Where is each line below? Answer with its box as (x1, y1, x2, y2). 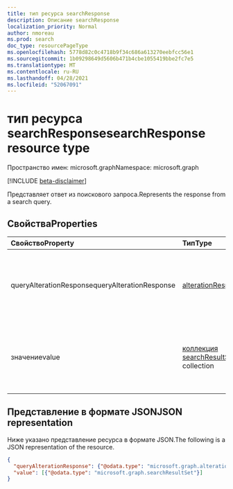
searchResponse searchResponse (7, 126, 206, 141)
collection (182, 361, 214, 370)
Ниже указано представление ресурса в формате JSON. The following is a (7, 435, 225, 444)
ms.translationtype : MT (7, 62, 76, 69)
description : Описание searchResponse (7, 17, 119, 24)
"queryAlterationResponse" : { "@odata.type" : (13, 463, 144, 470)
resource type (7, 140, 90, 156)
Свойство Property (10, 239, 75, 248)
